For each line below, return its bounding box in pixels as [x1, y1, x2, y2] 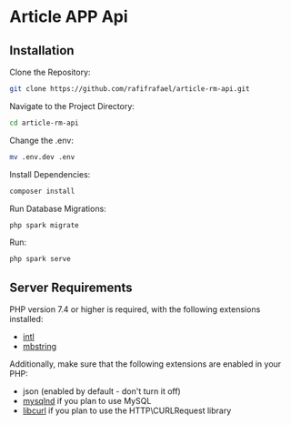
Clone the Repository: [9, 66, 91, 77]
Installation [9, 43, 75, 58]
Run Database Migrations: [9, 203, 106, 214]
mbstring [22, 341, 57, 352]
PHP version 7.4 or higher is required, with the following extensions [9, 304, 261, 315]
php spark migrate [9, 220, 79, 229]
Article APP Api [9, 6, 129, 27]
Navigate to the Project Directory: [9, 100, 135, 111]
